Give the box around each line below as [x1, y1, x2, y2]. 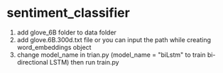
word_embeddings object [16, 43, 92, 51]
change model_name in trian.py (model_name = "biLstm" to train [16, 51, 206, 59]
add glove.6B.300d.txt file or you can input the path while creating [16, 35, 211, 44]
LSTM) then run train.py [49, 58, 119, 66]
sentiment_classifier [6, 5, 131, 21]
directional [16, 58, 48, 66]
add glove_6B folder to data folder [16, 28, 116, 36]
